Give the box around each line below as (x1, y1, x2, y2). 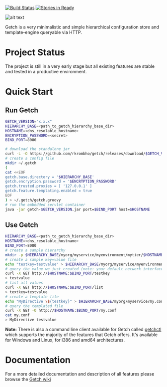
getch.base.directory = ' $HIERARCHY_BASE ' (5, 175, 94, 180)
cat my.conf (5, 313, 30, 318)
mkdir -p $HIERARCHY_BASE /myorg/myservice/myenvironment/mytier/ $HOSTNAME (5, 252, 164, 257)
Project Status (5, 47, 66, 58)
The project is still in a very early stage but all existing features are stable (5, 63, 155, 69)
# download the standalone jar (5, 147, 70, 152)
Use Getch (5, 220, 38, 229)
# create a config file (5, 156, 55, 161)
